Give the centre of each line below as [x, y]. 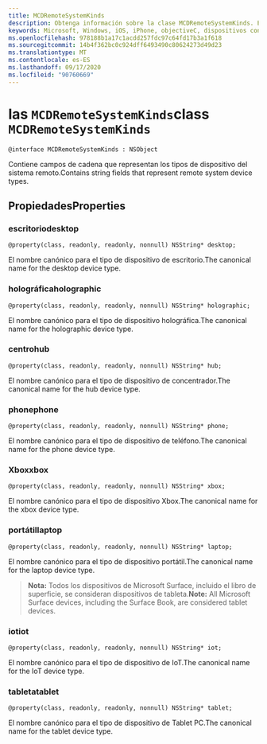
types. [19, 181]
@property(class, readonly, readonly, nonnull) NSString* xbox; [117, 486]
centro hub [29, 349]
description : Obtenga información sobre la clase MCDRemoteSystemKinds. [131, 23]
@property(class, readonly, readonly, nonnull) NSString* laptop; [120, 547]
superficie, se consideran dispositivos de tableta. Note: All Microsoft [139, 594]
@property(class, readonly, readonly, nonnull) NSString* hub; [115, 366]
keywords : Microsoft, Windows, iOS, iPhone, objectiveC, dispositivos [128, 30]
